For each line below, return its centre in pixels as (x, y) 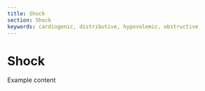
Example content (31, 80)
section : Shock (29, 20)
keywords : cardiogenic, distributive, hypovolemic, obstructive (103, 26)
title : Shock (26, 14)
